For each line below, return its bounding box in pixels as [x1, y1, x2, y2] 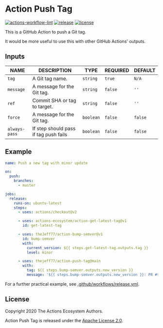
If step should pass [32, 125, 76, 132]
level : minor [26, 250, 53, 255]
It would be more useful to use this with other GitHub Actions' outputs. [5, 38, 146, 44]
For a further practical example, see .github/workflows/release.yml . [5, 281, 140, 287]
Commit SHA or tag [32, 97, 77, 104]
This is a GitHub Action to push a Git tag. [5, 29, 86, 35]
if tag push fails [32, 131, 67, 138]
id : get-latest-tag [22, 223, 62, 228]
